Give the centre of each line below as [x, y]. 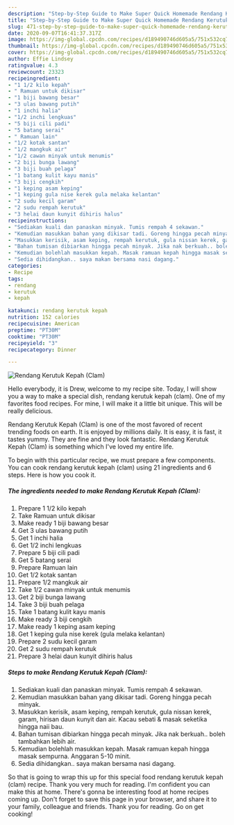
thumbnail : [24, 46]
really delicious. [30, 411]
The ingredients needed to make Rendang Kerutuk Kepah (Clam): [104, 490]
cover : [17, 53]
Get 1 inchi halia [40, 538]
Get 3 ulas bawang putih [53, 531]
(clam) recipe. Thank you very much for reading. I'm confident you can [109, 785]
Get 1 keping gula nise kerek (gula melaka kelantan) [91, 634]
